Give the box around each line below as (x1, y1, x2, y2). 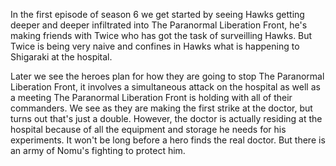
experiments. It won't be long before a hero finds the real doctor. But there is (10, 134, 326, 146)
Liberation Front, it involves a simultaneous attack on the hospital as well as (10, 81, 321, 93)
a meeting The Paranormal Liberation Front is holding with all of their (10, 92, 293, 103)
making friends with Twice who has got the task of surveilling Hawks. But (10, 30, 313, 41)
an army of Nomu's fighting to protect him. (10, 145, 186, 156)
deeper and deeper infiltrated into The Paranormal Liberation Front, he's (10, 19, 308, 31)
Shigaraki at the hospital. (10, 51, 113, 63)
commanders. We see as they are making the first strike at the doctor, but (10, 102, 313, 114)
